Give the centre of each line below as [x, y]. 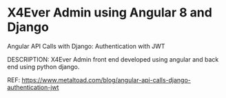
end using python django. [43, 66]
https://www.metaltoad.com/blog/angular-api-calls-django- [106, 79]
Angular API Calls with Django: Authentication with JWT [86, 46]
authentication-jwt [33, 87]
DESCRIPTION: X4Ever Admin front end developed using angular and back [113, 59]
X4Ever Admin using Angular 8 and [110, 13]
